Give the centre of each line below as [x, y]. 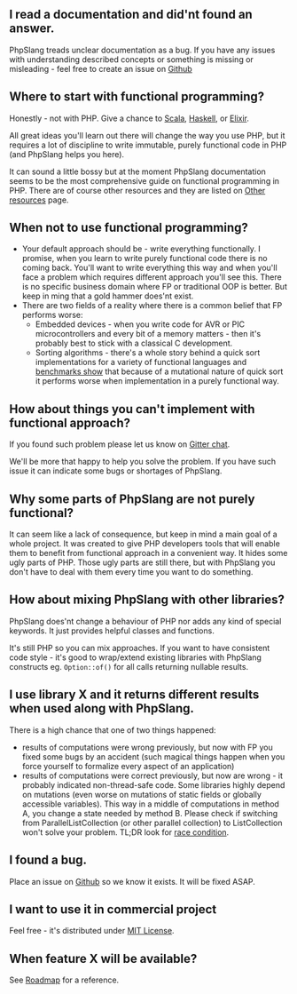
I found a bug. [48, 860]
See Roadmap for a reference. [64, 980]
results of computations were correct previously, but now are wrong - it [152, 775]
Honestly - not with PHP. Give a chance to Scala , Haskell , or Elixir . [129, 118]
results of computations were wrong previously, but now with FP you [147, 747]
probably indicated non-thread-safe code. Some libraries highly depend [153, 784]
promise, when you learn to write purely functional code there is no [145, 258]
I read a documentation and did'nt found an [131, 15]
